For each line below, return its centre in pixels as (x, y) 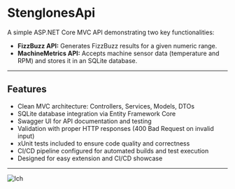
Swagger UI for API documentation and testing (84, 121)
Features (27, 89)
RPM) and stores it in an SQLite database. (77, 60)
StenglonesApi (51, 13)
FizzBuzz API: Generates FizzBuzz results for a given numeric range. (117, 45)
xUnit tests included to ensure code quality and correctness (104, 143)
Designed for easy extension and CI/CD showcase (90, 158)
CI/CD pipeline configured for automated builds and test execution (113, 150)
